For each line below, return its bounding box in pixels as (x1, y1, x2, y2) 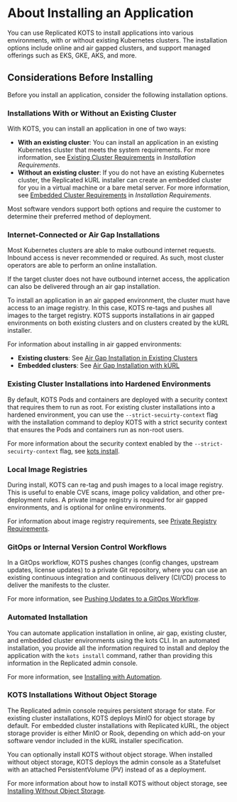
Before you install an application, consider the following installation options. (7, 90, 228, 99)
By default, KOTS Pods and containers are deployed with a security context (7, 395, 228, 404)
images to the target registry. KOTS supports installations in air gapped (7, 311, 215, 320)
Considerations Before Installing (7, 72, 154, 84)
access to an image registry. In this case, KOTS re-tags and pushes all (7, 304, 213, 312)
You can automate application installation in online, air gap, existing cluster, (7, 628, 227, 637)
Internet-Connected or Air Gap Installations (7, 229, 160, 239)
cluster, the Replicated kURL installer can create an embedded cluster (17, 176, 222, 185)
